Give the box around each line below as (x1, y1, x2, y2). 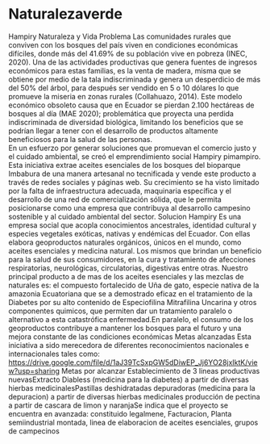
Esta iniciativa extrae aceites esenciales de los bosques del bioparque (8, 160, 241, 170)
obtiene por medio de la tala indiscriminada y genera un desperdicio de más (8, 74, 261, 84)
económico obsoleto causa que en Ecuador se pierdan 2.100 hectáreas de (8, 100, 255, 110)
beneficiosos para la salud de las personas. (8, 134, 153, 144)
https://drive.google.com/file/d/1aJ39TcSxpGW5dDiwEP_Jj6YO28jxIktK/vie (8, 357, 258, 367)
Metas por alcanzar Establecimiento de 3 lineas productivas (61, 366, 260, 375)
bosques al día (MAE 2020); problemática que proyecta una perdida (8, 108, 234, 118)
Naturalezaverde (8, 5, 123, 23)
